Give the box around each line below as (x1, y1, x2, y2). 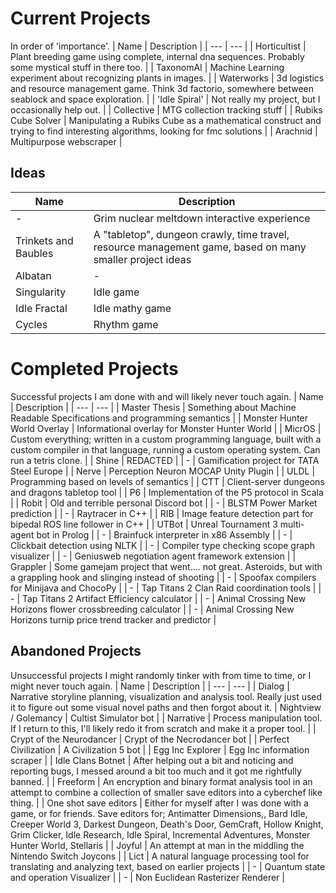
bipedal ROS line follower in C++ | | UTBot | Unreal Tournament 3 (10, 518, 278, 530)
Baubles (15, 246, 54, 260)
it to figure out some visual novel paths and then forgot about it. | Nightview (10, 701, 322, 713)
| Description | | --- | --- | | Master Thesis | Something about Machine (10, 401, 297, 413)
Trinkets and (15, 233, 74, 247)
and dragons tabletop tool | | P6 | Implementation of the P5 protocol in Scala (10, 486, 324, 498)
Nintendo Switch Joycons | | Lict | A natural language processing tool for (10, 850, 310, 862)
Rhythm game (93, 317, 159, 331)
